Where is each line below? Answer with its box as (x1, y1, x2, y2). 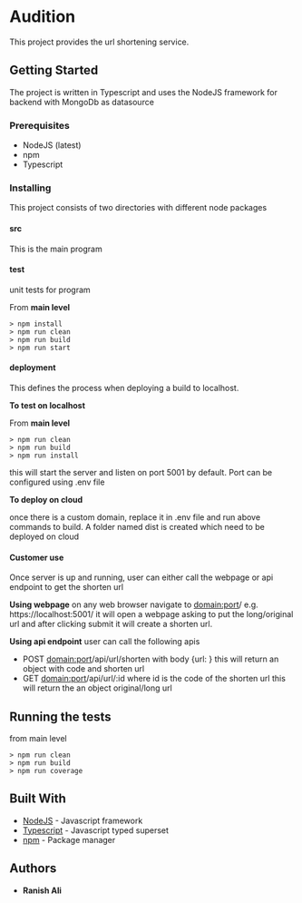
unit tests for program (9, 284, 91, 295)
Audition (9, 6, 76, 27)
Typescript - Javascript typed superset (22, 824, 170, 836)
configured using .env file (9, 476, 105, 487)
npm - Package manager (22, 834, 116, 845)
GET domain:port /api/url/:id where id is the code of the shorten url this (22, 673, 286, 684)
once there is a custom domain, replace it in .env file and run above (9, 511, 261, 523)
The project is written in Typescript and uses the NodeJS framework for (9, 86, 278, 97)
